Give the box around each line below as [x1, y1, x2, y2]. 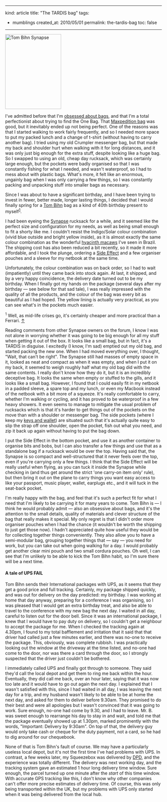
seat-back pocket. [5, 485, 43, 491]
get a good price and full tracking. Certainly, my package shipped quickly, [5, 587, 157, 593]
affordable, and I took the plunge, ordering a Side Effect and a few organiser [5, 250, 161, 256]
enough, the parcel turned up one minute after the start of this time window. [5, 770, 161, 776]
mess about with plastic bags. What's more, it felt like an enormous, [5, 172, 144, 177]
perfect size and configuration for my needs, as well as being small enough [5, 223, 159, 229]
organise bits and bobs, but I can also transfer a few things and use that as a [5, 443, 162, 449]
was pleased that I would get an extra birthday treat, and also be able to [5, 602, 153, 608]
